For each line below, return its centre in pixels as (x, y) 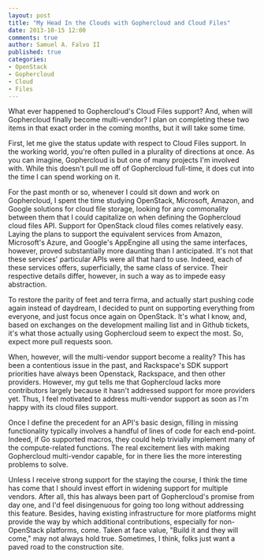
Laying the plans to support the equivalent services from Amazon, (115, 234)
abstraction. (28, 284)
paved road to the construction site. (66, 547)
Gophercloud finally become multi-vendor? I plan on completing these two (129, 120)
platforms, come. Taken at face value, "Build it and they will (142, 531)
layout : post (30, 15)
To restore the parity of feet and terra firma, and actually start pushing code (131, 300)
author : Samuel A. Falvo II (54, 45)
